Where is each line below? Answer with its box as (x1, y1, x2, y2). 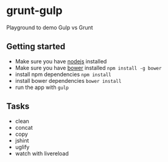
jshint (15, 136, 29, 144)
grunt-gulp (6, 4, 63, 18)
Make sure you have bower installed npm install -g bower (15, 64, 162, 71)
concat (15, 124, 33, 131)
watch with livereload (15, 150, 69, 157)
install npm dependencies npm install (15, 71, 111, 78)
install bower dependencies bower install (15, 77, 122, 84)
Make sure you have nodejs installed (15, 57, 107, 65)
